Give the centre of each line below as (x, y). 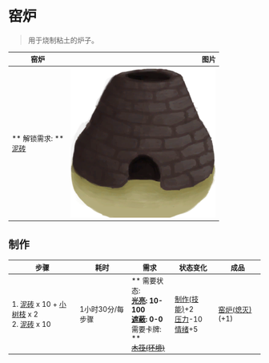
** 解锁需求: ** (38, 139)
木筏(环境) (148, 347)
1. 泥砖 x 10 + (34, 304)
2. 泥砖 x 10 (31, 324)
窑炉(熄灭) (235, 310)
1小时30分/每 (102, 309)
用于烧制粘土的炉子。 (63, 40)
